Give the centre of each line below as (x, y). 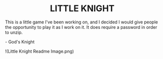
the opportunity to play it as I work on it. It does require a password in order (81, 27)
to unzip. (14, 32)
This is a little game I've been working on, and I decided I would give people (81, 22)
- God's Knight (20, 41)
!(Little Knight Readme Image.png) (40, 51)
